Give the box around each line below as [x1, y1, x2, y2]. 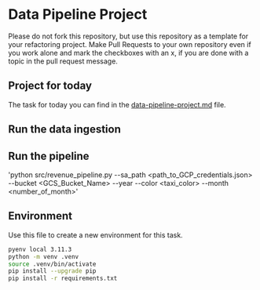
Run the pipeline [8, 149, 90, 162]
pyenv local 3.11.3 [8, 245, 72, 253]
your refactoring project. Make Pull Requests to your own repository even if [8, 39, 251, 49]
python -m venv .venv [8, 252, 79, 260]
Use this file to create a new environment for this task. [8, 230, 183, 240]
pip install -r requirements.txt [8, 274, 118, 283]
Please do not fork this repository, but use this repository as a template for [8, 31, 249, 41]
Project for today [8, 79, 93, 92]
